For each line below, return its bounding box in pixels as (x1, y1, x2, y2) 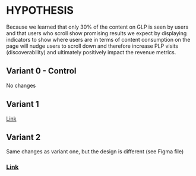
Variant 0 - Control (6, 66, 77, 76)
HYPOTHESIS (6, 4, 74, 17)
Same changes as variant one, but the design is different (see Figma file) (6, 148, 184, 155)
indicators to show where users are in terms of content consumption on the (6, 36, 191, 43)
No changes (6, 82, 36, 89)
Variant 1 (6, 99, 39, 109)
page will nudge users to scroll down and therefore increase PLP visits (6, 42, 178, 50)
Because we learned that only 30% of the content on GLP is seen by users (6, 23, 189, 30)
